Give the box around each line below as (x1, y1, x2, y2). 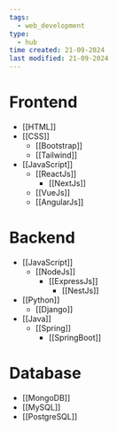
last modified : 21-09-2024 (9, 54, 109, 63)
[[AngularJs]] (35, 196, 84, 207)
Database (9, 364, 82, 383)
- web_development (17, 21, 86, 30)
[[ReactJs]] (35, 168, 77, 179)
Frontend (9, 92, 78, 112)
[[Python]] (21, 294, 60, 305)
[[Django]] (35, 304, 74, 314)
